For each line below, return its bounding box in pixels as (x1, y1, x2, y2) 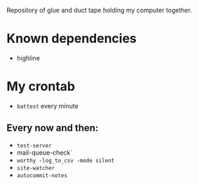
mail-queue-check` (16, 148, 73, 157)
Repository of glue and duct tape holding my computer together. (6, 6, 192, 14)
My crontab (6, 79, 75, 94)
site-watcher (16, 165, 55, 172)
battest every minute (16, 101, 78, 110)
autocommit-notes (16, 172, 68, 179)
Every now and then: (6, 122, 99, 134)
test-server (16, 142, 52, 149)
